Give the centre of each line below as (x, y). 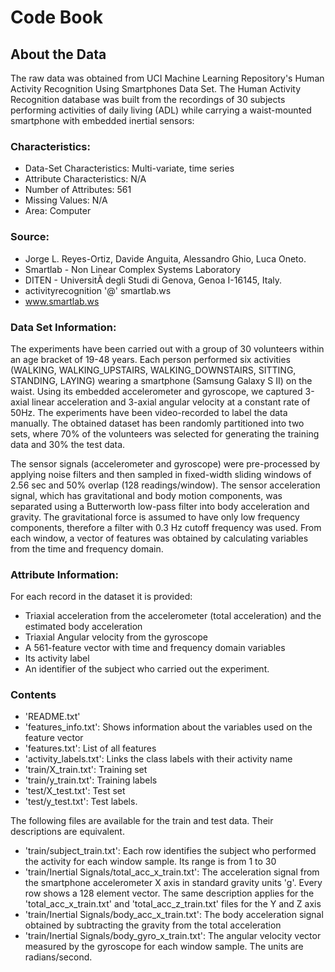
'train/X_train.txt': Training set (86, 770)
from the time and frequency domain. (87, 548)
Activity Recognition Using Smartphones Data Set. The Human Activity (156, 89)
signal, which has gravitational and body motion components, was (146, 495)
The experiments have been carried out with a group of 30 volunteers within (167, 348)
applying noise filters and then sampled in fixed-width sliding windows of (161, 474)
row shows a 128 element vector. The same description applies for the (169, 893)
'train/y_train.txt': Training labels (91, 780)
